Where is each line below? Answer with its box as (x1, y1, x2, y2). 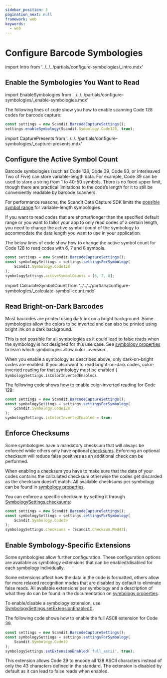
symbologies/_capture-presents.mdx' (5, 140, 82, 146)
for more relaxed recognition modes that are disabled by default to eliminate (5, 580, 162, 586)
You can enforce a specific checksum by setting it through (5, 493, 126, 500)
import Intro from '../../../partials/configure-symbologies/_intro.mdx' (5, 64, 144, 70)
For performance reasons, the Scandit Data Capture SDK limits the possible (5, 199, 160, 205)
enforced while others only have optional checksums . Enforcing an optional (5, 448, 160, 454)
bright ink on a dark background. (5, 326, 73, 332)
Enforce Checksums (5, 429, 70, 438)
